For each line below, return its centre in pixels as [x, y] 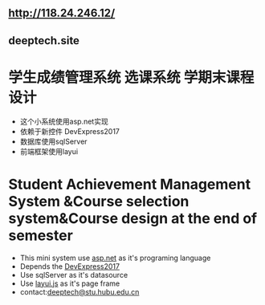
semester [41, 235]
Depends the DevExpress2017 [70, 266]
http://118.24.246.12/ [62, 13]
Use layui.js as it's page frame [70, 283]
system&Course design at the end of [133, 218]
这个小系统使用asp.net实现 [64, 121]
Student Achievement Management [130, 184]
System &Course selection [99, 201]
